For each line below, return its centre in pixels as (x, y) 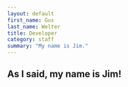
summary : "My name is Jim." (48, 46)
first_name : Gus (31, 20)
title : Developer (32, 33)
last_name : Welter (34, 26)
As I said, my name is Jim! (64, 74)
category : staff (31, 40)
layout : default (31, 14)
